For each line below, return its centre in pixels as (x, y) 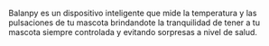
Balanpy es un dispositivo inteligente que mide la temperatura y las (133, 13)
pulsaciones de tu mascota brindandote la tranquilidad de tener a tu (134, 23)
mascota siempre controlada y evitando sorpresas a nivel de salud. (133, 32)
